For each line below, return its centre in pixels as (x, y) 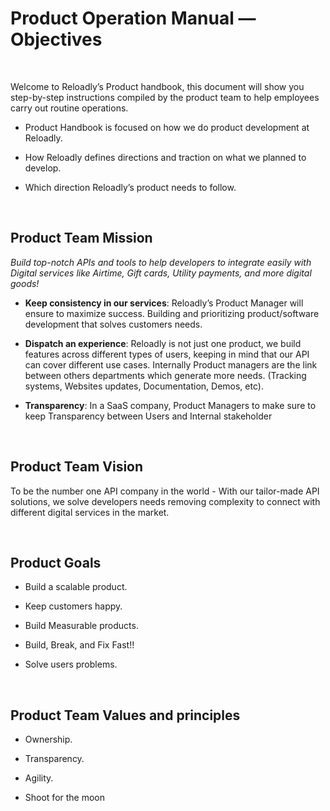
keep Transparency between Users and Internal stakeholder (148, 416)
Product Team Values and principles (125, 715)
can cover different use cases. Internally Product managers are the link (171, 364)
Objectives (56, 39)
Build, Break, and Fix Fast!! (79, 645)
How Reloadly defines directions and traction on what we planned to (165, 157)
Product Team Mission (81, 238)
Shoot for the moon (65, 798)
